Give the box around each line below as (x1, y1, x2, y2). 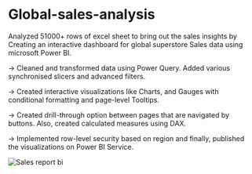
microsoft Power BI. (8, 48, 72, 57)
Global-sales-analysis (8, 5, 155, 24)
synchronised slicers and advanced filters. (8, 71, 146, 81)
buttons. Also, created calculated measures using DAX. (8, 118, 187, 128)
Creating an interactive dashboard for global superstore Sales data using (8, 39, 243, 49)
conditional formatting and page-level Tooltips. (8, 95, 159, 104)
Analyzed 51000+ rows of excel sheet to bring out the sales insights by (8, 31, 238, 41)
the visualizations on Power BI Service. (8, 142, 134, 151)
